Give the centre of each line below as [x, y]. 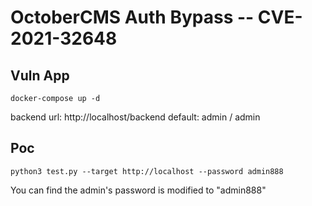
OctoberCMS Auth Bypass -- [132, 17]
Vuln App [40, 75]
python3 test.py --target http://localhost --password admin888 [147, 171]
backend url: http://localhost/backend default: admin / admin [135, 117]
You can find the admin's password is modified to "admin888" [138, 190]
